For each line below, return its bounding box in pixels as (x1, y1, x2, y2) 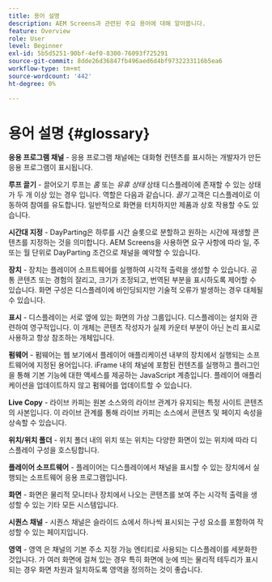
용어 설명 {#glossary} (8, 124, 151, 143)
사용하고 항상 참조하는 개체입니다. (8, 333, 115, 343)
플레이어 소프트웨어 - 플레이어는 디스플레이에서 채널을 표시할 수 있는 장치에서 (8, 463, 252, 473)
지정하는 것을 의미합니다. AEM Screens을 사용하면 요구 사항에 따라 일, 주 (29, 238, 261, 247)
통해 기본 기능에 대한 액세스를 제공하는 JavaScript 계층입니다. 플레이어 (16, 370, 240, 380)
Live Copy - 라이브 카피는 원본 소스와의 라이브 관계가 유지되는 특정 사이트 (8, 398, 243, 408)
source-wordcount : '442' (8, 72, 92, 80)
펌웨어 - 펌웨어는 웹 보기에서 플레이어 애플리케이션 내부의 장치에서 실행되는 (8, 350, 245, 360)
